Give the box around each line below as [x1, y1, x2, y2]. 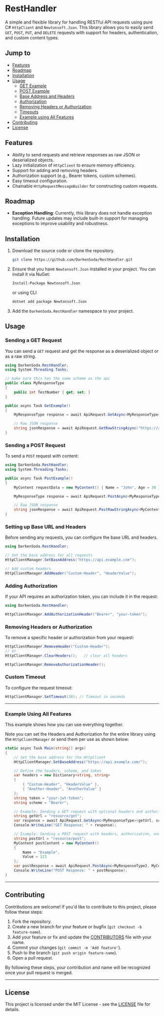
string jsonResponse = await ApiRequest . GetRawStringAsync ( [14, 426, 139, 431]
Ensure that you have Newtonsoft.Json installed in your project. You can [12, 266, 156, 272]
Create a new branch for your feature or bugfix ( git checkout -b [12, 923, 142, 929]
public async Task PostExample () [5, 476, 73, 481]
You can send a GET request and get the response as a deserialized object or [5, 348, 159, 354]
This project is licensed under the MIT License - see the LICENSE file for [5, 1001, 150, 1007]
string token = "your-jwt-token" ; [14, 795, 84, 800]
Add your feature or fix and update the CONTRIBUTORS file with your [12, 934, 152, 940]
